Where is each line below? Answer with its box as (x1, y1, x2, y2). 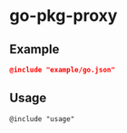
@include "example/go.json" (9, 65, 116, 74)
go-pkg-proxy (9, 5, 118, 26)
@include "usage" (9, 114, 75, 123)
